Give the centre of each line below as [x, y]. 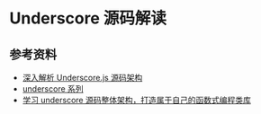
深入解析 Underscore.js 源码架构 [82, 78]
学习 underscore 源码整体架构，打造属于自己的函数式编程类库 [137, 100]
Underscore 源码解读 [88, 18]
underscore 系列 [53, 89]
